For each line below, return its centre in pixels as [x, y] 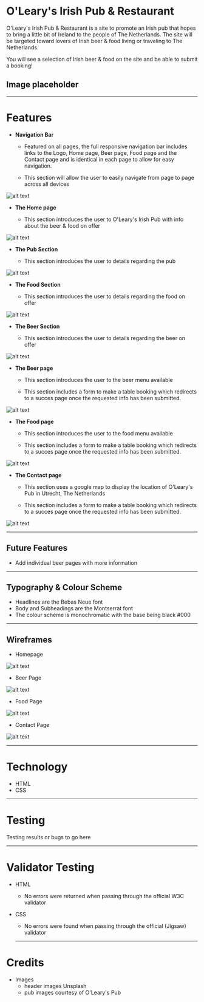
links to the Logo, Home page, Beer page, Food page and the [100, 152]
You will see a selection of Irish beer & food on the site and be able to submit [102, 59]
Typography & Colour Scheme [64, 587]
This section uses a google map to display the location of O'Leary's [108, 486]
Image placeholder [42, 85]
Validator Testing [50, 867]
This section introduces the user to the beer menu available [98, 380]
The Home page [36, 207]
